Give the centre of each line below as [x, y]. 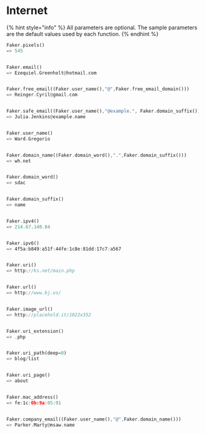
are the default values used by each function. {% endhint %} [82, 34]
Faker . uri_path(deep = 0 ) [37, 353]
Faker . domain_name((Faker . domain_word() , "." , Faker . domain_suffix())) [97, 155]
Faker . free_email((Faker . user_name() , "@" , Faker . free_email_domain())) [98, 89]
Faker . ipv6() [23, 243]
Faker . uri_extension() [35, 331]
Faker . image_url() [30, 309]
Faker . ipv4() [23, 221]
